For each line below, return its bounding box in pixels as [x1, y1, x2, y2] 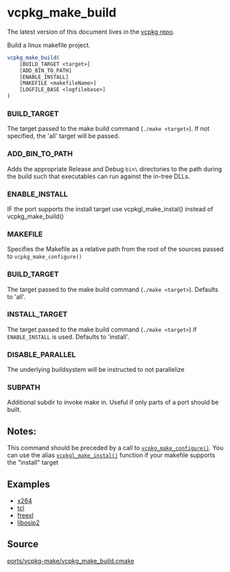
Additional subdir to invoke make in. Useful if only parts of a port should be [7, 398, 219, 407]
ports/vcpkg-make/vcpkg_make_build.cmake [7, 556, 135, 565]
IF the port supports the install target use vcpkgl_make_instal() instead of [7, 204, 214, 213]
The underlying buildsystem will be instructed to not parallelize [7, 366, 185, 374]
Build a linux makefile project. [7, 41, 91, 49]
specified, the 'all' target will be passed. [7, 132, 120, 140]
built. [7, 405, 22, 414]
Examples [7, 478, 50, 490]
